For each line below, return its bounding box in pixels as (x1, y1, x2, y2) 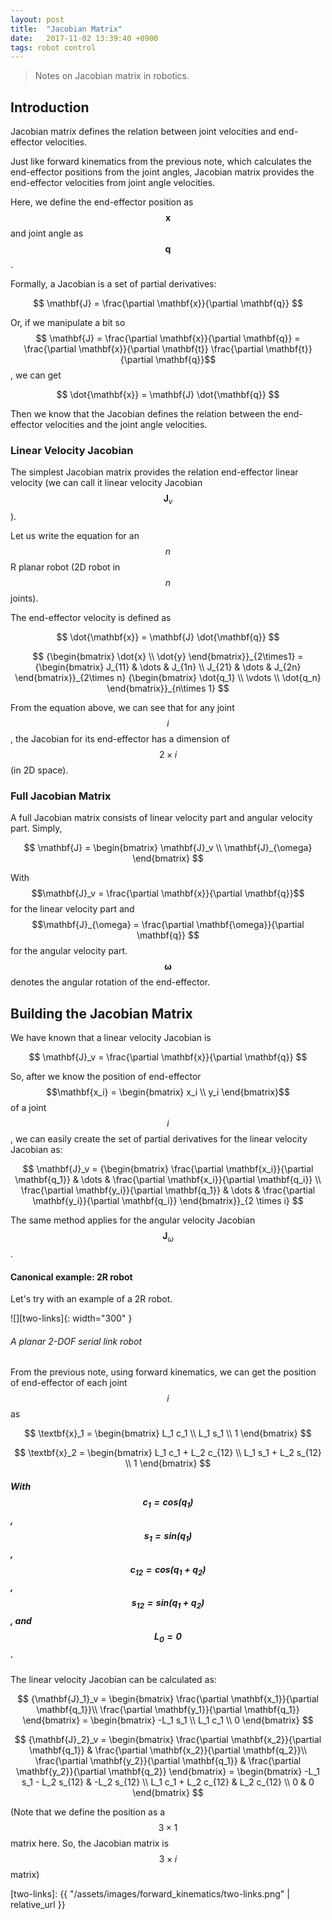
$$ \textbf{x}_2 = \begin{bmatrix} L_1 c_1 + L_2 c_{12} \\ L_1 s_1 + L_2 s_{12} (14, 1447, 322, 1459)
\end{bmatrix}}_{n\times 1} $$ (106, 682, 230, 695)
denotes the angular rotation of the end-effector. (10, 976, 211, 988)
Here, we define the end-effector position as (10, 196, 194, 208)
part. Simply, (10, 822, 63, 835)
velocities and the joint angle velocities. (44, 419, 208, 431)
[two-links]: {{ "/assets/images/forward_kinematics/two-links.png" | (10, 1888, 290, 1900)
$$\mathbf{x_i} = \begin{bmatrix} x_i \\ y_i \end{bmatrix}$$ (45, 1086, 291, 1098)
